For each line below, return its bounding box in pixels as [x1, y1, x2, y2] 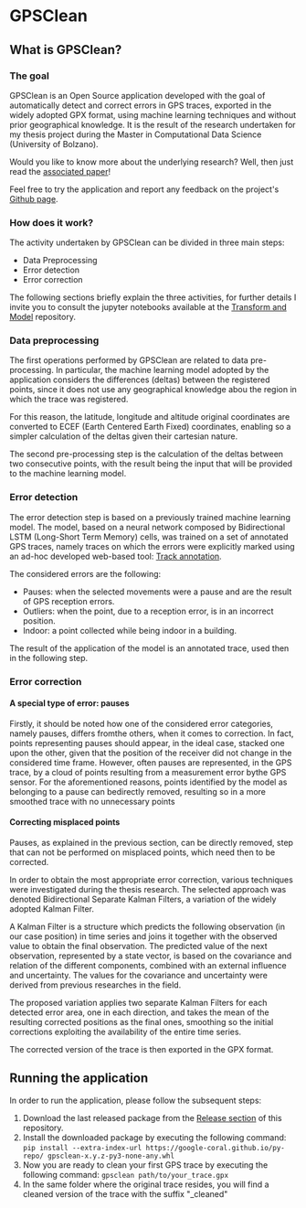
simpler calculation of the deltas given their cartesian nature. [9, 431, 238, 442]
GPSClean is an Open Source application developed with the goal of [9, 90, 266, 101]
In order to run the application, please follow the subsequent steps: [9, 1095, 262, 1106]
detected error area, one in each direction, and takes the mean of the [9, 1007, 269, 1018]
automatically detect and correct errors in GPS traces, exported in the [9, 100, 272, 111]
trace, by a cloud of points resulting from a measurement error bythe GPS [9, 766, 287, 777]
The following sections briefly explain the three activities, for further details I [9, 292, 297, 303]
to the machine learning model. [9, 468, 127, 479]
